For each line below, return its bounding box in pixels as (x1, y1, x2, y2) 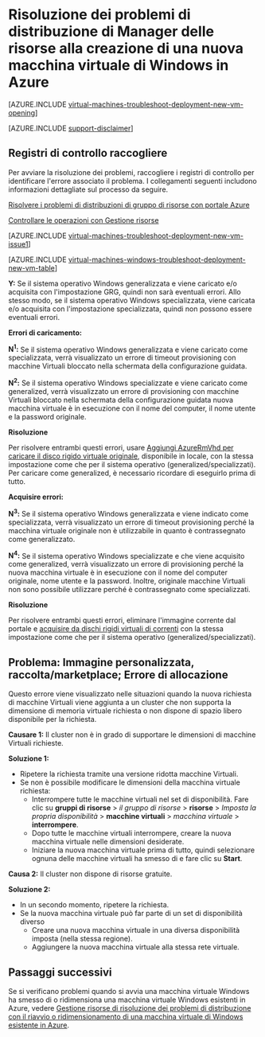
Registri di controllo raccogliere (8, 146, 168, 160)
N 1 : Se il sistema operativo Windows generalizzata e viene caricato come (8, 343, 248, 354)
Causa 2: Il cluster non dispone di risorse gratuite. (8, 869, 173, 879)
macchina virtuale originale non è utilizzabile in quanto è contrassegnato (8, 525, 246, 535)
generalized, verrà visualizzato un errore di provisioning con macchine (8, 387, 240, 396)
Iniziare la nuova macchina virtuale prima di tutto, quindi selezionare (31, 845, 255, 855)
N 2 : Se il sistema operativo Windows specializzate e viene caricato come (8, 376, 248, 388)
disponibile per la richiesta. (8, 715, 97, 724)
